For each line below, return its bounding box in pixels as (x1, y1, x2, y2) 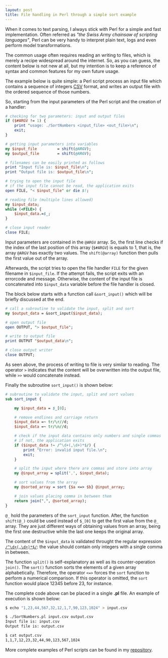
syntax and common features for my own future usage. (5, 68, 120, 74)
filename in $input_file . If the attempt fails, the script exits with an (5, 270, 144, 276)
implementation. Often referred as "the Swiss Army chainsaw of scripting (5, 31, 158, 37)
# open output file (5, 320, 46, 325)
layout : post (5, 7, 33, 13)
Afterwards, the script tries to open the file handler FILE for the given (5, 265, 148, 271)
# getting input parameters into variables (5, 141, 98, 147)
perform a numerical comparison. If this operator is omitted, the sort (5, 575, 148, 581)
